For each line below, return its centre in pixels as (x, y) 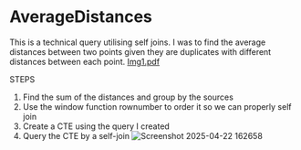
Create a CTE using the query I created (96, 126)
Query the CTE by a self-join (76, 135)
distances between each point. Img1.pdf (85, 61)
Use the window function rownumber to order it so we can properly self (157, 106)
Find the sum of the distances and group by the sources (128, 97)
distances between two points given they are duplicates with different (140, 51)
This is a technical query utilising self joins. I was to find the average (138, 42)
